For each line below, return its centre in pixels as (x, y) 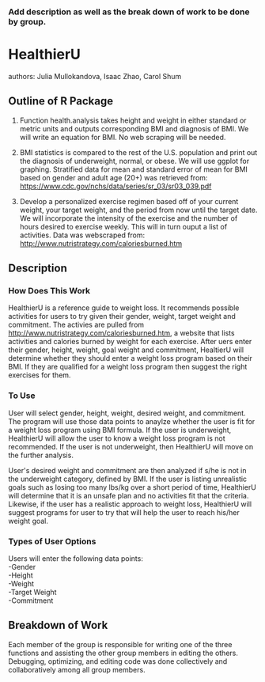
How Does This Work (49, 290)
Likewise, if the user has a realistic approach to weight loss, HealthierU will (130, 504)
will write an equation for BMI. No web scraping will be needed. (123, 137)
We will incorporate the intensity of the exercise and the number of (129, 218)
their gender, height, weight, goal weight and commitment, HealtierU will (126, 350)
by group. (27, 21)
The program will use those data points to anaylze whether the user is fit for (132, 421)
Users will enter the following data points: (76, 558)
